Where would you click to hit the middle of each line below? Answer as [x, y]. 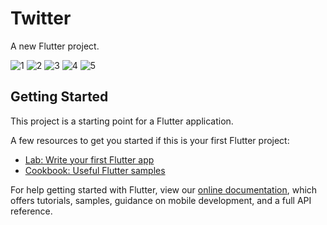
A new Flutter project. [55, 46]
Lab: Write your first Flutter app [89, 159]
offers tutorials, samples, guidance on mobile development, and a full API [161, 200]
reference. [31, 211]
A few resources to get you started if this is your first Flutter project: [150, 140]
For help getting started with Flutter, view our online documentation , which [164, 189]
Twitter [41, 18]
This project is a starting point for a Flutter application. [122, 121]
